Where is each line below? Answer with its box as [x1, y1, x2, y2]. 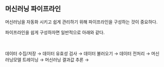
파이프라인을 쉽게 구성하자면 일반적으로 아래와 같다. [5, 29, 105, 35]
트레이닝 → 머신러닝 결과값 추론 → [22, 57, 89, 63]
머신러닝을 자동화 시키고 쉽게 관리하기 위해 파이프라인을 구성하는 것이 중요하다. [5, 19, 158, 25]
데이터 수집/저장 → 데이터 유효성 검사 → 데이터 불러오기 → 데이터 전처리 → [5, 50, 151, 56]
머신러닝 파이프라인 [5, 4, 61, 13]
